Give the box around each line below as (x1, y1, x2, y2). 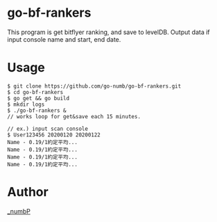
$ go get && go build (7, 95, 70, 102)
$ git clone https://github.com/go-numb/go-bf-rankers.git (7, 82, 182, 90)
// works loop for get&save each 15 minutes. (7, 113, 141, 120)
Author (7, 184, 49, 200)
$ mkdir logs (7, 101, 45, 108)
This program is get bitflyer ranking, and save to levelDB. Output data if (7, 28, 210, 36)
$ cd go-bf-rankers (7, 88, 64, 95)
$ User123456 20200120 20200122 (7, 131, 101, 138)
